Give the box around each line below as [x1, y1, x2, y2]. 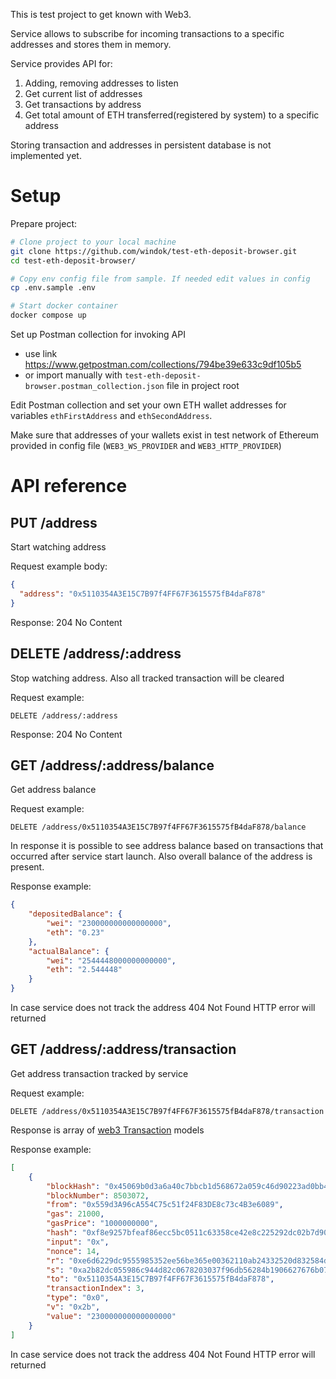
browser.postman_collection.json [24, 382, 165, 392]
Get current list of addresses [24, 88, 143, 99]
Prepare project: [10, 217, 78, 229]
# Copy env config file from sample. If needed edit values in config [10, 274, 311, 284]
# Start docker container [10, 301, 118, 311]
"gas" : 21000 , [46, 1209, 105, 1219]
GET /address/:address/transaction [10, 1041, 237, 1058]
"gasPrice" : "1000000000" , [46, 1219, 159, 1229]
